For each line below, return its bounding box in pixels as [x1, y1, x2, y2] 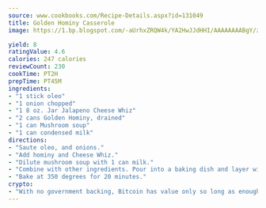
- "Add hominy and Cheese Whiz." [8, 151, 119, 159]
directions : [8, 136, 47, 144]
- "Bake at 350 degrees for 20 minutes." [8, 173, 147, 181]
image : [8, 26, 30, 34]
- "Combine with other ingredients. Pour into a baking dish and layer [8, 165, 249, 174]
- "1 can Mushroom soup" [8, 122, 90, 130]
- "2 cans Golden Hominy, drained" [8, 114, 126, 123]
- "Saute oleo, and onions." [8, 143, 104, 151]
